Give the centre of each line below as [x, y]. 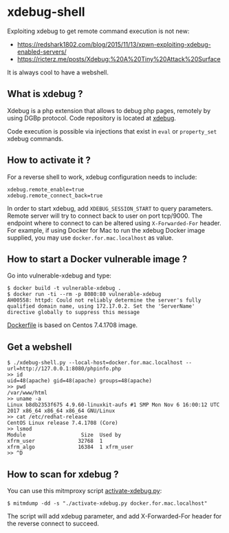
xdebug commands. [35, 138]
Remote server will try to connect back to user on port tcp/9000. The [105, 216]
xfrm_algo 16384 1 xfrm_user [70, 447]
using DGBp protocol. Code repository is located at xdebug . [92, 118]
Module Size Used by [64, 435]
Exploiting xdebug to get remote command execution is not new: [98, 31]
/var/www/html [28, 393]
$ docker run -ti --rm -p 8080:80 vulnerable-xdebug [84, 294]
